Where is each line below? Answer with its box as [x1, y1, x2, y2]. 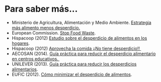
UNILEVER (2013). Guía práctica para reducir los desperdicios [11, 61, 137, 67]
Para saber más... [4, 3, 78, 15]
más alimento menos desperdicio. [11, 24, 80, 30]
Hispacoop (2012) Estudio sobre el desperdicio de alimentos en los [11, 35, 147, 41]
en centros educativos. [11, 56, 58, 61]
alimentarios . [11, 66, 38, 72]
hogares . [11, 40, 30, 46]
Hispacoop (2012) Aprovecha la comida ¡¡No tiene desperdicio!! [11, 45, 140, 51]
